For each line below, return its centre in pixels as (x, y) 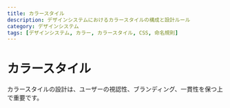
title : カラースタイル (36, 13)
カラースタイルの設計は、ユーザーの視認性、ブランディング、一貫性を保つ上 (115, 89)
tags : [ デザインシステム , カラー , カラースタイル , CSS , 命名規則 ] (93, 33)
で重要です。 (25, 98)
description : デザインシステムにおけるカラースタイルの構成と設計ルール (99, 20)
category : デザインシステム (43, 26)
